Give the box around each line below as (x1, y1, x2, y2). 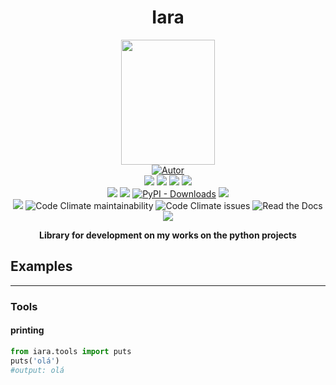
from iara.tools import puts (10, 346, 132, 356)
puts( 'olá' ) (10, 356, 60, 366)
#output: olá (10, 365, 65, 375)
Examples (10, 258, 73, 275)
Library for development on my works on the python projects (39, 229, 297, 241)
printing (10, 324, 45, 336)
